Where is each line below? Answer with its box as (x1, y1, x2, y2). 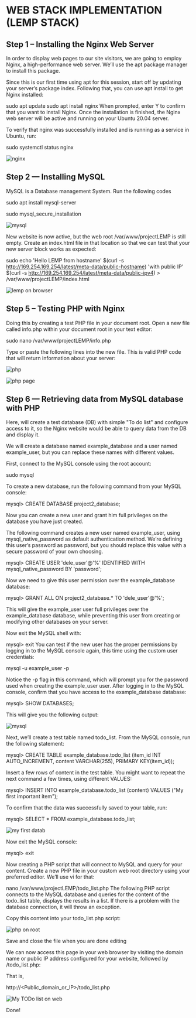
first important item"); (6, 793, 59, 800)
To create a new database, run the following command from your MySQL (6, 483, 181, 490)
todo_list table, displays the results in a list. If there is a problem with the (6, 897, 180, 904)
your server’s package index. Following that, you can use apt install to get (6, 85, 183, 91)
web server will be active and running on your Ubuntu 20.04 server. (6, 115, 169, 122)
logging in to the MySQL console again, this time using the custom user (6, 647, 178, 654)
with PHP (6, 404, 40, 414)
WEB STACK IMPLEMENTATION (6, 4, 163, 17)
